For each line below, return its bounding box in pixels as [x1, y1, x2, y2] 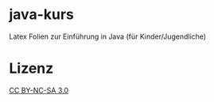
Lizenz [9, 59, 54, 77]
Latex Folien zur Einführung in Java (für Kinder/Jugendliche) [9, 32, 206, 41]
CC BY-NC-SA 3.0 [9, 85, 69, 95]
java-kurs [9, 6, 74, 24]
